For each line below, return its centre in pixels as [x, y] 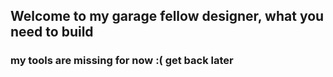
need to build [52, 32]
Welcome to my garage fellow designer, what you [167, 16]
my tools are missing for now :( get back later [122, 61]
